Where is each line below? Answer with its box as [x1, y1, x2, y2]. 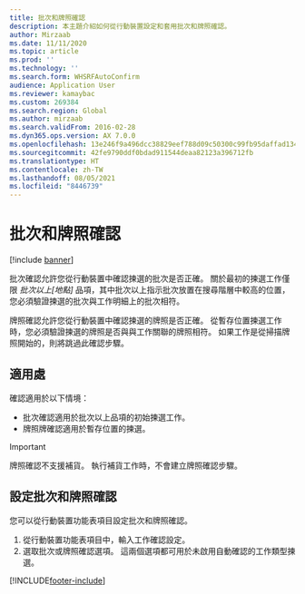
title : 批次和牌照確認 [9, 13, 86, 23]
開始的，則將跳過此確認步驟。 [16, 337, 129, 349]
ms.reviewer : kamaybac [9, 89, 95, 98]
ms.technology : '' [9, 64, 79, 73]
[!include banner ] [9, 255, 74, 266]
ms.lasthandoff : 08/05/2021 [9, 173, 116, 182]
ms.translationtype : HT [9, 156, 100, 166]
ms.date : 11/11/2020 [9, 38, 88, 48]
